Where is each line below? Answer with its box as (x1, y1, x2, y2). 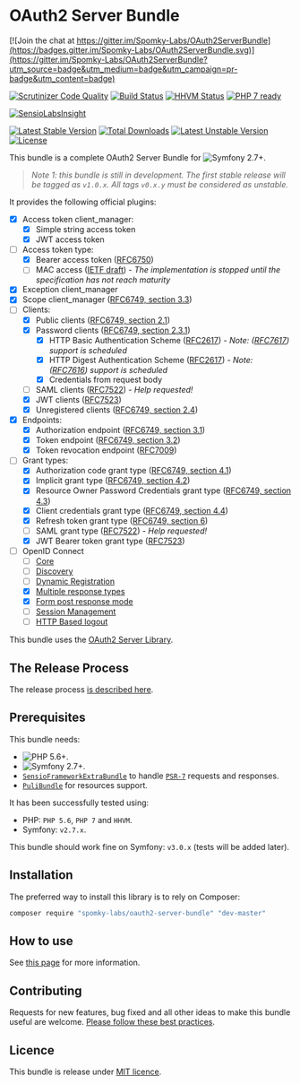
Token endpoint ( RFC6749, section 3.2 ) (35, 435, 181, 446)
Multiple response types (35, 586, 125, 596)
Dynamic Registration (35, 576, 115, 586)
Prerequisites (9, 710, 86, 725)
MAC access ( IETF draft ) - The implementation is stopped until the (35, 265, 281, 275)
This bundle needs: (9, 733, 81, 744)
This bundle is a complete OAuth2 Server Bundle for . (9, 152, 267, 162)
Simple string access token (35, 224, 136, 234)
